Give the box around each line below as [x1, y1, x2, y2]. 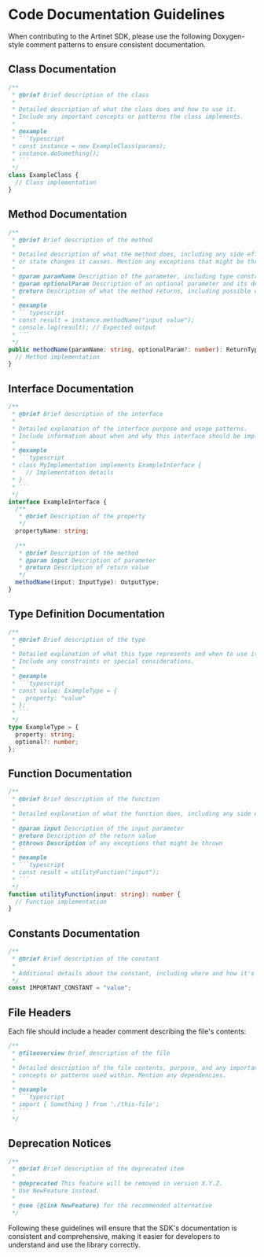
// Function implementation [15, 898, 108, 905]
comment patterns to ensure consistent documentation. [25, 39, 206, 49]
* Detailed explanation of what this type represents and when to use [11, 651, 247, 658]
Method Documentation [8, 208, 127, 221]
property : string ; [15, 730, 76, 739]
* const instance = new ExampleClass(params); [11, 142, 167, 150]
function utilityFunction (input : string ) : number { [8, 890, 181, 898]
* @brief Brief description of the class [11, 90, 149, 99]
